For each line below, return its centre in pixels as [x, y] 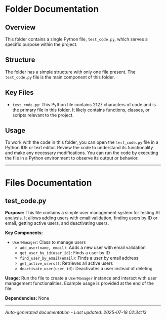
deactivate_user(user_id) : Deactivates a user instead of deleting [86, 269]
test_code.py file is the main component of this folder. [60, 77]
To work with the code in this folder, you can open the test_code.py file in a [82, 142]
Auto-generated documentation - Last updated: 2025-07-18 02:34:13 [76, 313]
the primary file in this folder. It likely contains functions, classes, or [81, 110]
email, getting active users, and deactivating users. [57, 223]
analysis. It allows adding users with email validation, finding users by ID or [81, 218]
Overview [21, 27]
